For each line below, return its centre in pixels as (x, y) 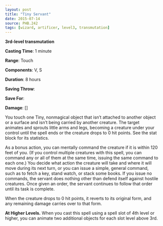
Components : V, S (24, 70)
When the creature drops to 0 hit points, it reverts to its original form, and (78, 199)
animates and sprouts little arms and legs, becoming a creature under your (80, 128)
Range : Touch (19, 61)
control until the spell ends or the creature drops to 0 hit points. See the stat (81, 133)
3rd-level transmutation (30, 41)
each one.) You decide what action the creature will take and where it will (78, 163)
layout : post (18, 10)
